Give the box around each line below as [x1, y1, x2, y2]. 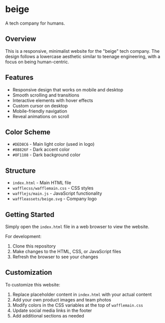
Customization [5, 268, 53, 277]
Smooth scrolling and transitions [12, 92, 79, 98]
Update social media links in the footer [12, 307, 92, 313]
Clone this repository [12, 243, 56, 249]
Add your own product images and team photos [12, 296, 111, 302]
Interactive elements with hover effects [12, 97, 93, 103]
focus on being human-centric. [5, 59, 69, 65]
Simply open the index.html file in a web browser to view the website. [5, 224, 149, 230]
